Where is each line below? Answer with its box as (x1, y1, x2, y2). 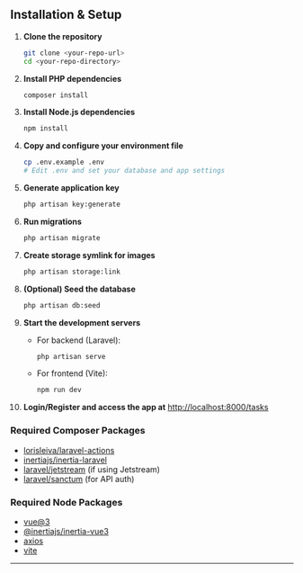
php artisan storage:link (22, 267, 120, 276)
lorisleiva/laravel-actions (22, 444, 115, 455)
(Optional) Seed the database (22, 283, 136, 294)
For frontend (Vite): (36, 368, 109, 379)
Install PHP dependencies (22, 73, 122, 84)
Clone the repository (22, 31, 102, 41)
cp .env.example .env (22, 157, 104, 167)
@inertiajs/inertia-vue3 (22, 525, 109, 536)
